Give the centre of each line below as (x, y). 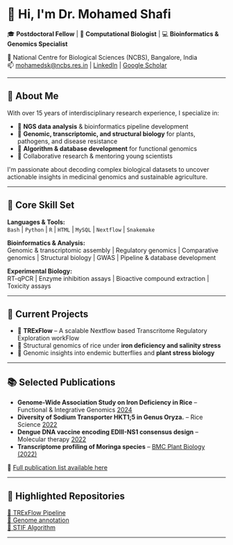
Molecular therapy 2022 (52, 439)
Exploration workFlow (48, 338)
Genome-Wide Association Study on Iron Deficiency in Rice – (107, 402)
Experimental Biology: (40, 271)
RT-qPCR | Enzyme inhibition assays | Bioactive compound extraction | (108, 278)
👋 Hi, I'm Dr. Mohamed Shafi (89, 14)
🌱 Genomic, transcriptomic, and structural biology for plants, (106, 133)
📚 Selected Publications (61, 382)
